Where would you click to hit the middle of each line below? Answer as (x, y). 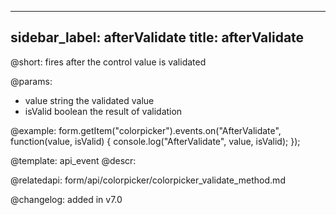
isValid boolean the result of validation (103, 111)
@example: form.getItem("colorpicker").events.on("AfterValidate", (146, 130)
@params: (31, 81)
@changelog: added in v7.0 (66, 199)
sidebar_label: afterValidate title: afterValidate (157, 37)
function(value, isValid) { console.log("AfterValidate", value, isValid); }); (155, 141)
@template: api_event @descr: (73, 160)
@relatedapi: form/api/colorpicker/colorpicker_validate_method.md (148, 180)
